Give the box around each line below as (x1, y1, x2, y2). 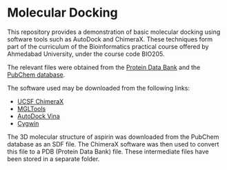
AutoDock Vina (17, 112, 60, 120)
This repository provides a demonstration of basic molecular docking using (7, 28, 221, 36)
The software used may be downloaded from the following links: (7, 84, 190, 92)
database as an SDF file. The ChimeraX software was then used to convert (7, 140, 219, 148)
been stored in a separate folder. (7, 154, 100, 163)
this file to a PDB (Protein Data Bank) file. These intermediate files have (7, 147, 209, 155)
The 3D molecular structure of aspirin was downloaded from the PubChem (7, 133, 219, 141)
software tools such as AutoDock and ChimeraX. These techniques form (7, 35, 213, 43)
